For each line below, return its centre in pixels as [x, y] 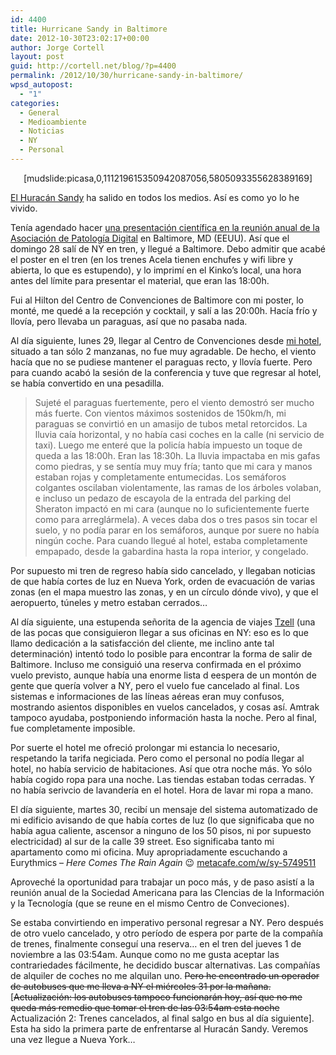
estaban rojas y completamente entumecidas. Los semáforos [160, 477]
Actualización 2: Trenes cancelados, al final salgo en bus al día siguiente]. [162, 1018]
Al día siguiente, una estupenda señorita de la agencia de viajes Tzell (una [163, 622]
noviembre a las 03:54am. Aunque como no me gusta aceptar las [145, 954]
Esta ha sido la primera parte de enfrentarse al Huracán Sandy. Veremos [159, 1028]
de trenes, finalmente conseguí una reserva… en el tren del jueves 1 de [156, 943]
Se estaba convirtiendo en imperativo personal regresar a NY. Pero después [167, 922]
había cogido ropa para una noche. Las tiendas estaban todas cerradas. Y [162, 779]
